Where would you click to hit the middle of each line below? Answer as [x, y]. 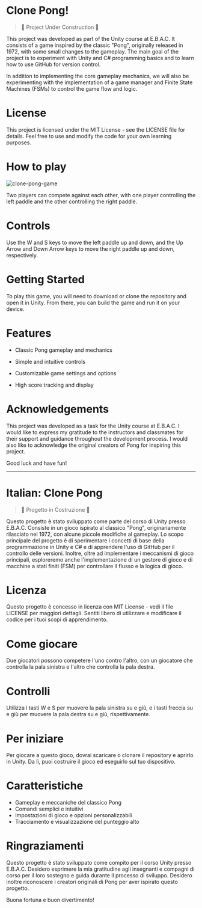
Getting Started [46, 279]
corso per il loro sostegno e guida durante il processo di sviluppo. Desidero [99, 876]
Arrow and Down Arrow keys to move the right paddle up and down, [90, 249]
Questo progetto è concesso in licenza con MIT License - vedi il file [90, 607]
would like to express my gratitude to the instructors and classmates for [95, 432]
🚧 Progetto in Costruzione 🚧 [55, 509]
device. [15, 309]
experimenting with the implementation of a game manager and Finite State [99, 82]
